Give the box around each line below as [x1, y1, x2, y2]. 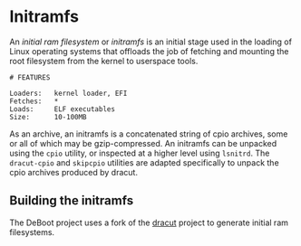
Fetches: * [9, 97, 59, 106]
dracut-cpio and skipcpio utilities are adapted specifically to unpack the [9, 156, 279, 168]
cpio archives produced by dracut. [9, 166, 139, 177]
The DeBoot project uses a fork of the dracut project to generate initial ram [9, 217, 288, 228]
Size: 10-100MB [9, 112, 88, 121]
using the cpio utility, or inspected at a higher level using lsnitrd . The [9, 147, 270, 158]
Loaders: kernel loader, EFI [9, 89, 128, 98]
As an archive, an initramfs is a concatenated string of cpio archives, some [9, 128, 288, 139]
